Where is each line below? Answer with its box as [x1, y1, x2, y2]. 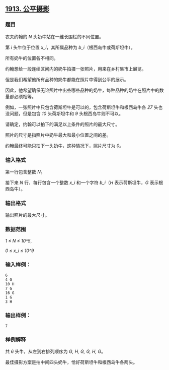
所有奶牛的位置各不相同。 [5, 55, 58, 61]
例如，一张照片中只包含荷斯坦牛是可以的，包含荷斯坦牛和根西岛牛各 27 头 [5, 104, 158, 110]
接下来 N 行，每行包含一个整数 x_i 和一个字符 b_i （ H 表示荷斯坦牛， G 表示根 [5, 179, 163, 186]
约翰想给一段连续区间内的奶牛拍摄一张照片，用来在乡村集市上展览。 [5, 66, 146, 72]
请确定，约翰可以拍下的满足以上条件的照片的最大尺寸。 [5, 121, 120, 127]
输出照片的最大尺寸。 [5, 212, 49, 218]
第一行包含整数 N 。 [5, 168, 45, 175]
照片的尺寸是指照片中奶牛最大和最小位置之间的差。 [5, 132, 111, 138]
